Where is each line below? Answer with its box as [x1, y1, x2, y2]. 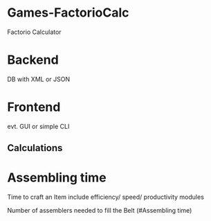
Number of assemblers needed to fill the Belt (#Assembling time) [7, 206, 192, 215]
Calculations [7, 142, 63, 154]
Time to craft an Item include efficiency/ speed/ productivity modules [7, 193, 204, 202]
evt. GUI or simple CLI [7, 122, 70, 130]
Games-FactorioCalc [7, 5, 129, 21]
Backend [7, 52, 59, 68]
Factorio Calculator [7, 28, 62, 36]
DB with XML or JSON [7, 75, 71, 83]
